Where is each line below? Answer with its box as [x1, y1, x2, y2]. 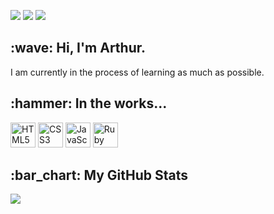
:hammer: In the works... [10, 95, 168, 112]
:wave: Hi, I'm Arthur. [10, 40, 147, 57]
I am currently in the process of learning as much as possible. [10, 66, 265, 78]
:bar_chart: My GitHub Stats [10, 167, 189, 184]
